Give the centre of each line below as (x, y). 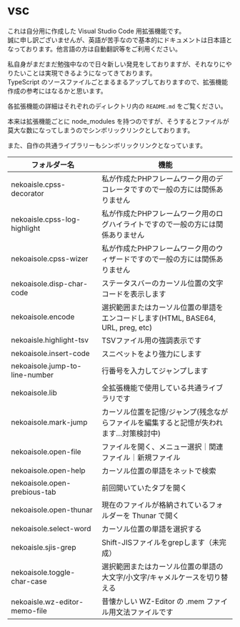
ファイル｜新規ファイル (141, 458)
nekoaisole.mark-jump (49, 422)
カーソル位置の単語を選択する (151, 529)
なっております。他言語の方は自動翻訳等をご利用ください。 (95, 49)
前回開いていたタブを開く (144, 488)
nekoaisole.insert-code (51, 353)
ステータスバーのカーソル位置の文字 (162, 283)
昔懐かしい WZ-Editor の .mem (153, 601)
